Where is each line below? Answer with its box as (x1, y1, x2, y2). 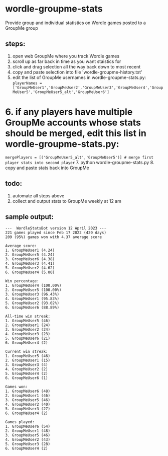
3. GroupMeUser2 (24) (5, 327, 51, 332)
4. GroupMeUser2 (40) (5, 402, 51, 407)
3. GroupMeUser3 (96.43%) (5, 292, 59, 297)
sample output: (5, 212, 54, 221)
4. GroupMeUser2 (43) (5, 437, 51, 442)
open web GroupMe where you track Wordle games (12, 53, 119, 59)
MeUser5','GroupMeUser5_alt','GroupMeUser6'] (12, 89, 109, 95)
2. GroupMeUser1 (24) (5, 323, 51, 328)
